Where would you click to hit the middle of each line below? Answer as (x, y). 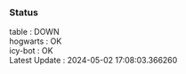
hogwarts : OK (36, 41)
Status (24, 12)
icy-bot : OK (31, 51)
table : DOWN (34, 32)
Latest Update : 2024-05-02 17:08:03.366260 (93, 61)
